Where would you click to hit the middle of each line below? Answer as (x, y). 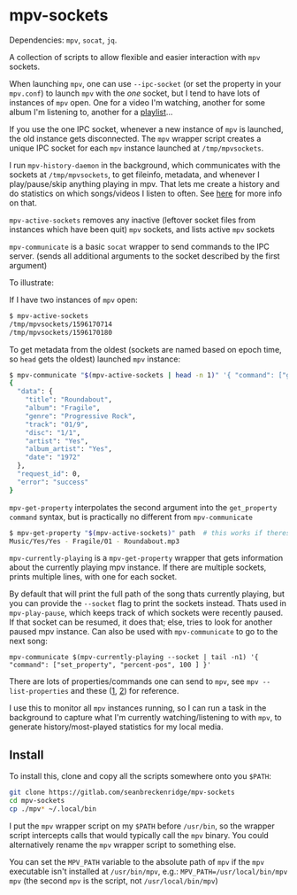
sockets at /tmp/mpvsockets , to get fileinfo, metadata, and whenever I (135, 175)
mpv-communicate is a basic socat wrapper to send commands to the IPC (139, 246)
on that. (23, 202)
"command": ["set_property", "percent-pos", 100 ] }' (110, 665)
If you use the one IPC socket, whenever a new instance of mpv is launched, (147, 128)
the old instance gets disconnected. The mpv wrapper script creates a (135, 138)
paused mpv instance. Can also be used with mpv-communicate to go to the (144, 632)
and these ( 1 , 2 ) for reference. (125, 691)
